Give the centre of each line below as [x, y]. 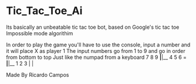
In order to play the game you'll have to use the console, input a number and [98, 45]
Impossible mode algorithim [40, 33]
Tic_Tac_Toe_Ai [44, 11]
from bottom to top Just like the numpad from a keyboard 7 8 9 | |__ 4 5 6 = [96, 57]
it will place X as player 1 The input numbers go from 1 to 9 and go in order [96, 51]
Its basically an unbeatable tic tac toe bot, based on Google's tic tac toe [93, 27]
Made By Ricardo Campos [38, 75]
